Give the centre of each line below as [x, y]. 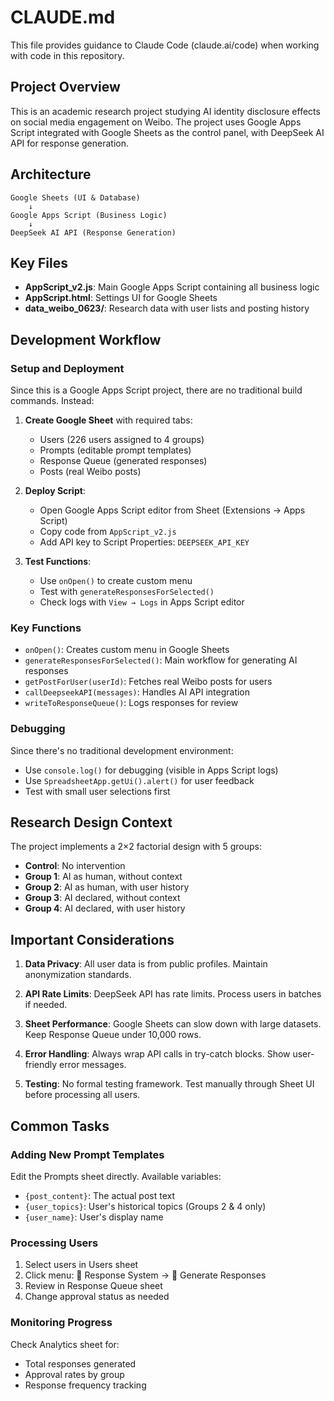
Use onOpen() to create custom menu [116, 581]
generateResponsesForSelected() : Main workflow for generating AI [161, 660]
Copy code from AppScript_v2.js [108, 532]
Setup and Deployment [67, 368]
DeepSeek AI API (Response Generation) [93, 232]
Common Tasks [60, 1126]
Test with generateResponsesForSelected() [127, 592]
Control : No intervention [75, 866]
